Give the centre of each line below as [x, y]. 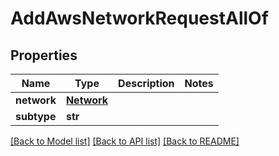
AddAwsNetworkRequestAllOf [139, 18]
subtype [36, 116]
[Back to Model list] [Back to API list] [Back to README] [125, 141]
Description [146, 83]
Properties [44, 55]
